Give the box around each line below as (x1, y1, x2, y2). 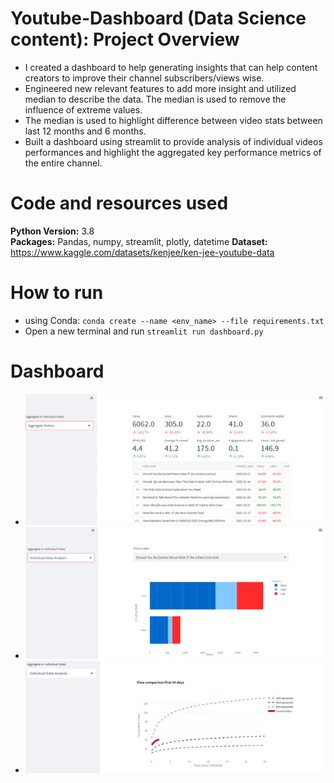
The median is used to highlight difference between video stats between (24, 114, 323, 126)
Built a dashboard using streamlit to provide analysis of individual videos (24, 135, 323, 147)
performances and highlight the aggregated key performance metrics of (24, 146, 322, 158)
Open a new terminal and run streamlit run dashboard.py (24, 325, 264, 337)
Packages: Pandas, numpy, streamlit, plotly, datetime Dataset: (10, 235, 268, 247)
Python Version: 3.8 (10, 225, 95, 237)
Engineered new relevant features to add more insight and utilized (24, 82, 297, 94)
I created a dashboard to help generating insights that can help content (24, 61, 318, 73)
